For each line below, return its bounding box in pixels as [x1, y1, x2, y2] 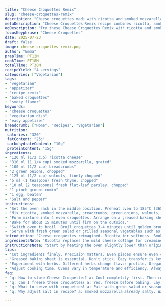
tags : [5, 76, 16, 81]
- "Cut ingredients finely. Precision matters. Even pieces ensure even [5, 252, 158, 257]
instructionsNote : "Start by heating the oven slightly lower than [5, 243, 147, 248]
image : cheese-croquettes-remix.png [5, 44, 81, 49]
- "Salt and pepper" [5, 197, 48, 202]
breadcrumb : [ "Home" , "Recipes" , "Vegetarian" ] [5, 123, 105, 128]
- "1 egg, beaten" [5, 192, 43, 197]
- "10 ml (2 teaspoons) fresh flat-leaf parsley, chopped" [5, 183, 129, 188]
